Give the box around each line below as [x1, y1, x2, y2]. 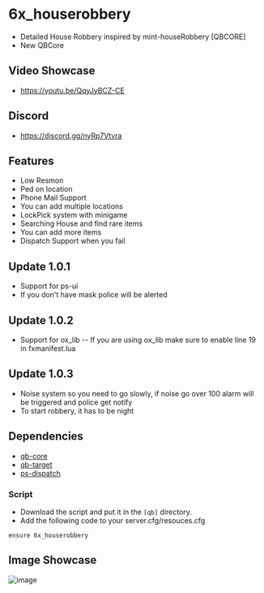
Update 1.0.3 [8, 367, 75, 381]
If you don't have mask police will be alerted [19, 290, 168, 300]
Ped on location [19, 184, 73, 194]
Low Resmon [19, 175, 64, 185]
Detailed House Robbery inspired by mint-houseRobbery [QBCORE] [19, 32, 246, 41]
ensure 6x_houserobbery [8, 531, 89, 539]
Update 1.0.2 [8, 314, 75, 327]
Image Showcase [8, 553, 97, 567]
